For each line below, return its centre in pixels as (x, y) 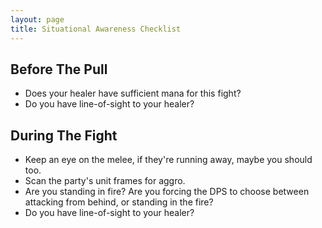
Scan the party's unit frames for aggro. (105, 181)
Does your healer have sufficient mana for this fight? (133, 93)
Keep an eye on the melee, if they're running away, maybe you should (168, 160)
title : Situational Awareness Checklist (96, 29)
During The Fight (64, 135)
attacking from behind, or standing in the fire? (119, 202)
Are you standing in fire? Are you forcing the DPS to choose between (167, 192)
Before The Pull (59, 69)
